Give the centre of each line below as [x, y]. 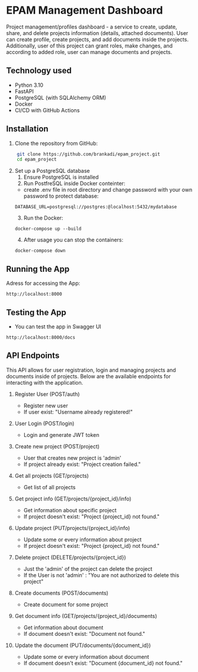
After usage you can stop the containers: [73, 240]
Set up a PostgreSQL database [52, 171]
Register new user [46, 405]
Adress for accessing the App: [43, 283]
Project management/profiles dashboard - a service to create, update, [92, 27]
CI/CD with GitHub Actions [47, 110]
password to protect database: [61, 196]
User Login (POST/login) [44, 423]
